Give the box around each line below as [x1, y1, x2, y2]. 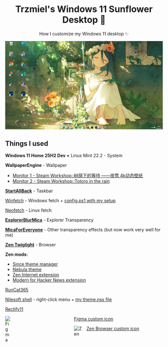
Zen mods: [5, 251, 28, 257]
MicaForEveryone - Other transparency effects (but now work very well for [5, 227, 161, 233]
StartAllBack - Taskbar [5, 188, 53, 194]
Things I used [5, 139, 48, 148]
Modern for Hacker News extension [12, 277, 86, 283]
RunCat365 [5, 287, 28, 293]
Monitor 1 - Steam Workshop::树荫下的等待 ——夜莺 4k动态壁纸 [12, 173, 143, 179]
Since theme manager [12, 261, 58, 267]
